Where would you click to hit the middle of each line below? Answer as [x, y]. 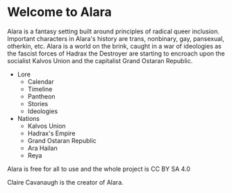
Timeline [40, 89]
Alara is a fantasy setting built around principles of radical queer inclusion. [114, 31]
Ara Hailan [42, 148]
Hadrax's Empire [51, 133]
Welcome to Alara [60, 12]
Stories [38, 103]
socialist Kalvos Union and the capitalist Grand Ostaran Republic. [100, 60]
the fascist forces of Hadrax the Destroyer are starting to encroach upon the [116, 53]
